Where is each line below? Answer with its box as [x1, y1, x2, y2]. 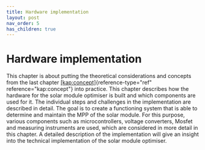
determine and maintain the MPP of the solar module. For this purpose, [6, 111, 185, 119]
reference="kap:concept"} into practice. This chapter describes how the [6, 85, 189, 93]
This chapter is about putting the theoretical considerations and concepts [6, 73, 192, 80]
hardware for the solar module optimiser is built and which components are [6, 92, 196, 99]
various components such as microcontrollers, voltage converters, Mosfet [6, 118, 193, 125]
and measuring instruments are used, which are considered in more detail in [6, 124, 198, 132]
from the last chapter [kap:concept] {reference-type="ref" [6, 79, 152, 86]
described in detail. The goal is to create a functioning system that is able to [6, 105, 198, 112]
